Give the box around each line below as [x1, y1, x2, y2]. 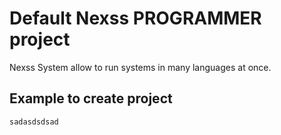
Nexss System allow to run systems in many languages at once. [9, 61, 272, 73]
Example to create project [9, 90, 173, 107]
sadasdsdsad [9, 117, 59, 127]
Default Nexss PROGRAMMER [9, 7, 262, 30]
